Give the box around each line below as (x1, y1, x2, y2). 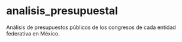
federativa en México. (6, 30, 60, 37)
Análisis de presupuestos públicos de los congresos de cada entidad (6, 24, 177, 31)
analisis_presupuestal (6, 4, 119, 18)
